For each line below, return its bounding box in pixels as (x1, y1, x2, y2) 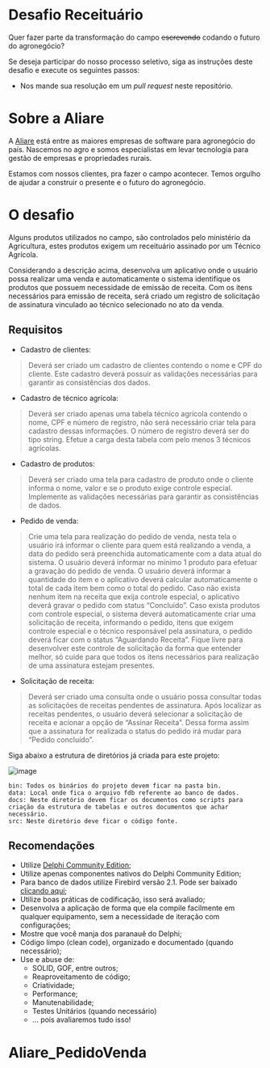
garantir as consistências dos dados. (27, 378, 151, 387)
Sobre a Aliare (8, 109, 105, 128)
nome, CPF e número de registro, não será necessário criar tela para (27, 417, 256, 427)
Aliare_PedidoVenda (8, 1043, 147, 1062)
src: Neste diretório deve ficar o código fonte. (8, 817, 179, 825)
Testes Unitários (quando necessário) (31, 1007, 157, 1016)
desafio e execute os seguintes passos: (8, 65, 140, 74)
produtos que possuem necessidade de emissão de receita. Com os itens (8, 282, 252, 292)
